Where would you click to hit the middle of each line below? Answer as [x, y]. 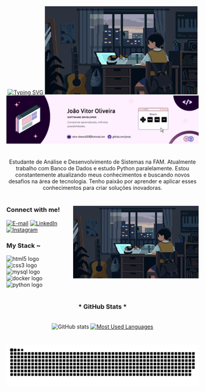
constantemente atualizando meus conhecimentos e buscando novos [103, 175]
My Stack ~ [23, 245]
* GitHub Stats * [103, 307]
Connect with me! [33, 210]
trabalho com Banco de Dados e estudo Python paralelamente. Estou [103, 169]
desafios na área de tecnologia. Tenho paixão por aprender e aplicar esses [103, 181]
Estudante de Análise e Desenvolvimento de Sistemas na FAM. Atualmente [103, 162]
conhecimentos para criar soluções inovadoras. [103, 188]
